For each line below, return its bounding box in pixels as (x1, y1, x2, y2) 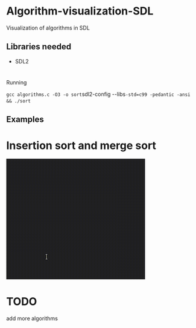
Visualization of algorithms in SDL (6, 24, 90, 31)
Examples (6, 115, 44, 125)
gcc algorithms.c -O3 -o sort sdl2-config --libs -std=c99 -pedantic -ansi (6, 90, 191, 98)
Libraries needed (6, 42, 71, 52)
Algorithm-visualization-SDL (6, 4, 154, 18)
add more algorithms (6, 315, 58, 322)
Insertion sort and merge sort (6, 139, 157, 152)
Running (6, 78, 27, 86)
